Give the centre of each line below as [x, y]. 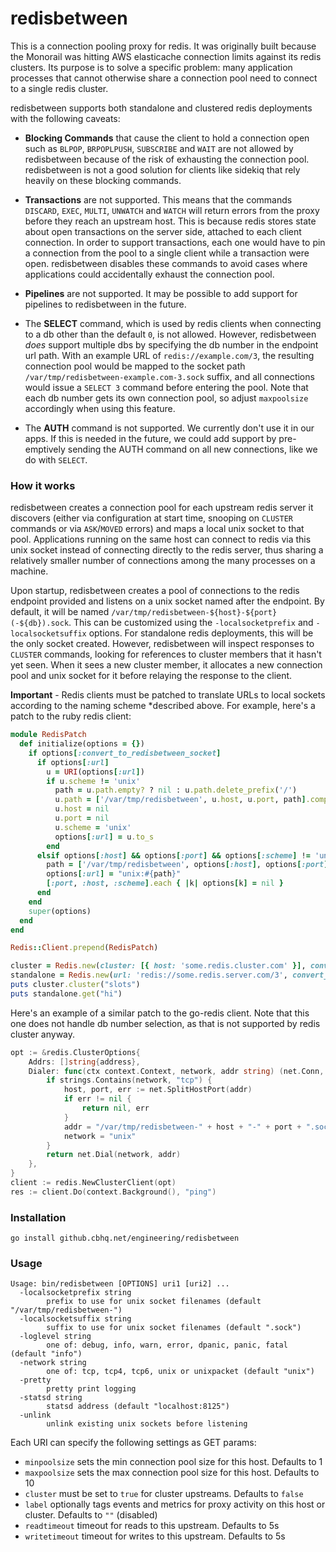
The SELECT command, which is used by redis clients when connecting [173, 323]
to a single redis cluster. [59, 88]
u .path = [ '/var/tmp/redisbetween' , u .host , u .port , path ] [180, 800]
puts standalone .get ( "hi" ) [66, 993]
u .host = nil [82, 809]
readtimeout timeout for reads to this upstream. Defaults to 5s [152, 1526]
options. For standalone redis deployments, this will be [201, 633]
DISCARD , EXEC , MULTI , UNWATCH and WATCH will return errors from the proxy [172, 210]
